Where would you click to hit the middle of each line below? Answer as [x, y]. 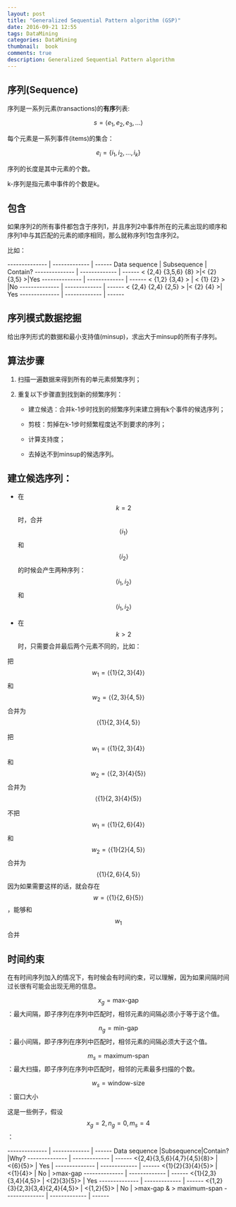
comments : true [30, 54]
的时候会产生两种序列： [51, 570]
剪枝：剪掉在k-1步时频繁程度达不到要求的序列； [97, 424]
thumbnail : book [33, 47]
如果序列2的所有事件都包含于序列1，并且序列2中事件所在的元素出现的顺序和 [117, 226]
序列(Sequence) [43, 90]
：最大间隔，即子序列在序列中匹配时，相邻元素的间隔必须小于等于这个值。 [115, 1014]
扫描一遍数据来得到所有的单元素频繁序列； [79, 379]
